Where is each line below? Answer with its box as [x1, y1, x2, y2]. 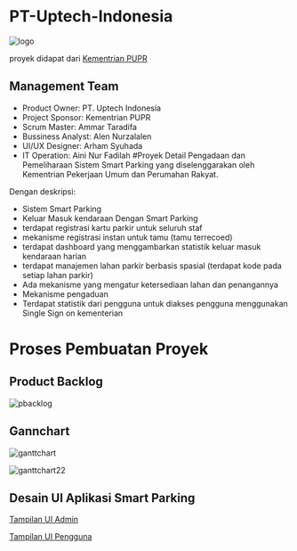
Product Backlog [9, 374, 104, 390]
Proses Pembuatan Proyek [9, 339, 209, 358]
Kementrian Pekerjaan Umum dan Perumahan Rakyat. [21, 169, 219, 179]
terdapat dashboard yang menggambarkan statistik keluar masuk [21, 241, 261, 251]
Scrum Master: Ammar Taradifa [21, 121, 138, 132]
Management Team [9, 78, 119, 95]
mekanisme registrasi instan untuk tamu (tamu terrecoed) [21, 232, 233, 243]
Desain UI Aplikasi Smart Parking [9, 490, 196, 506]
